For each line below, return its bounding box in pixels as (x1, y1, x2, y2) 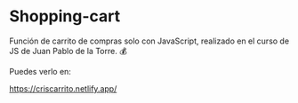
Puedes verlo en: (9, 66, 71, 76)
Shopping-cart (9, 6, 121, 27)
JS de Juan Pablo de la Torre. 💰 (9, 45, 127, 56)
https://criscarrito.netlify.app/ (9, 83, 117, 94)
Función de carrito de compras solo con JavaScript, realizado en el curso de (9, 36, 290, 46)
